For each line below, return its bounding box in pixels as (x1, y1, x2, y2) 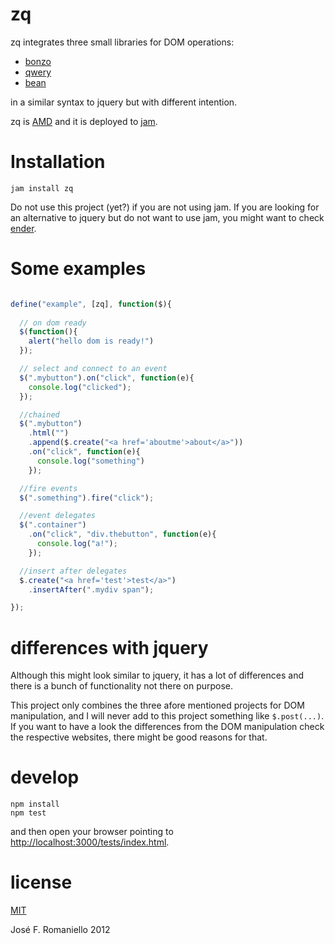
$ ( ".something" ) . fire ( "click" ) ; (19, 493, 155, 503)
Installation (10, 151, 106, 173)
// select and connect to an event (19, 364, 168, 374)
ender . (10, 222, 37, 234)
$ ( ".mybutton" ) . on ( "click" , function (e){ (19, 373, 195, 383)
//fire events (19, 483, 78, 493)
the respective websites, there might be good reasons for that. (10, 731, 268, 743)
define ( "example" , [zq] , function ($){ (10, 299, 172, 309)
